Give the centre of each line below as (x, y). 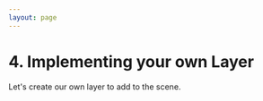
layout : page (33, 17)
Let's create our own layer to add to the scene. (95, 87)
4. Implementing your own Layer (131, 61)
